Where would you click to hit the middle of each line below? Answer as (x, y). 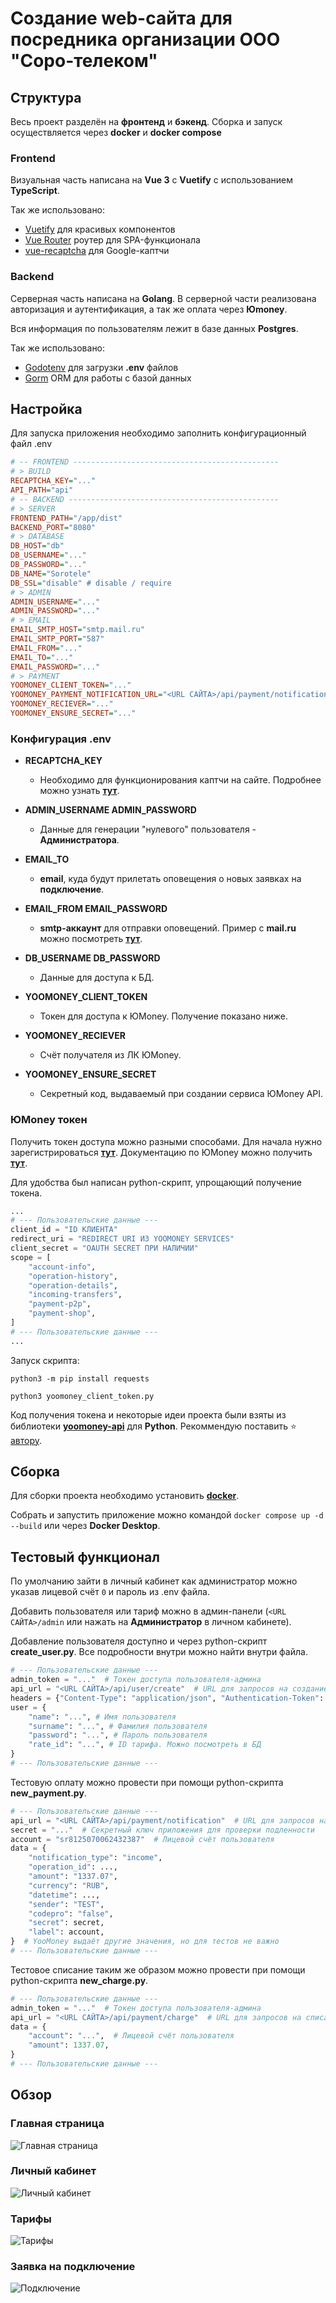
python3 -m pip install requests (80, 1378)
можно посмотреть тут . (91, 939)
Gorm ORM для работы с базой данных (108, 378)
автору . (26, 1440)
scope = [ (31, 1257)
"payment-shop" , (62, 1313)
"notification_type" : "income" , (95, 1858)
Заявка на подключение (73, 2267)
